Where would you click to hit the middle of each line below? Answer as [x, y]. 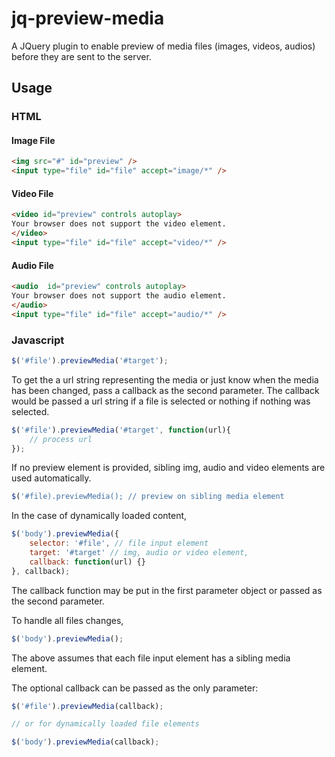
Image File [33, 140]
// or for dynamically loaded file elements [105, 724]
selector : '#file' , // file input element [119, 543]
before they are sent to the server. [81, 56]
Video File [32, 193]
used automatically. [51, 478]
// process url [61, 439]
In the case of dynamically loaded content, [99, 516]
